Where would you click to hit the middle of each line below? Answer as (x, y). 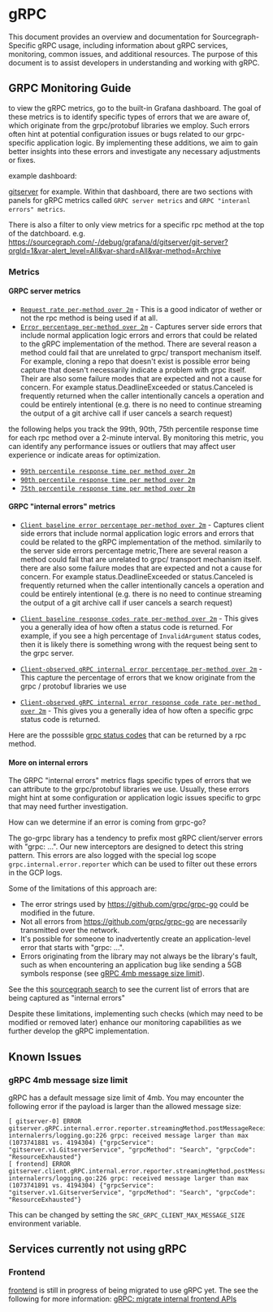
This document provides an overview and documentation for (110, 37)
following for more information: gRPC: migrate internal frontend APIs (123, 1299)
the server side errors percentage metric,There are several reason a (134, 551)
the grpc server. (47, 654)
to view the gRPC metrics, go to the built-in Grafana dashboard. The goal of (135, 108)
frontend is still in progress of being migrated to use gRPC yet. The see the (133, 1290)
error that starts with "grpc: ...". (72, 948)
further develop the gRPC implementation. (79, 1031)
